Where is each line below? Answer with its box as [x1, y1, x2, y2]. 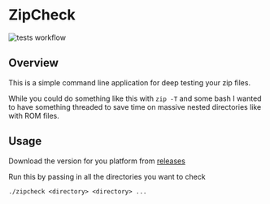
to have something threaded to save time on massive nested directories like [8, 102, 262, 111]
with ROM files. [8, 111, 59, 120]
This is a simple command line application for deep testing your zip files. [8, 77, 250, 87]
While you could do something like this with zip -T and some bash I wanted [8, 93, 262, 103]
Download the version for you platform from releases [8, 156, 185, 166]
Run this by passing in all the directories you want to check [8, 171, 206, 181]
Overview [8, 56, 59, 70]
